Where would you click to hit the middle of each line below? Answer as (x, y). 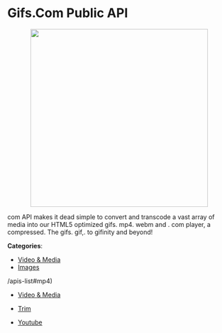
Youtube (30, 322)
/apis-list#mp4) (30, 281)
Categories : (25, 245)
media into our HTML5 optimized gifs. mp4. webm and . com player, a (109, 224)
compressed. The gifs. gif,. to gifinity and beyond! (80, 232)
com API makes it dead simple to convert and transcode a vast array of (111, 217)
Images (28, 267)
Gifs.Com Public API (68, 13)
